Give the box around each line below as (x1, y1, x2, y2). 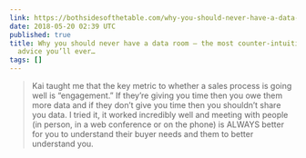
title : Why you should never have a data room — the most (9, 38, 234, 48)
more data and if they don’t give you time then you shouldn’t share (31, 100, 281, 110)
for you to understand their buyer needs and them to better (31, 129, 254, 139)
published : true (9, 30, 71, 39)
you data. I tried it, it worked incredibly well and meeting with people (31, 110, 289, 120)
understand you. (31, 138, 94, 149)
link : (9, 13, 30, 23)
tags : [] (9, 55, 43, 64)
